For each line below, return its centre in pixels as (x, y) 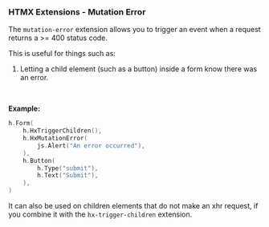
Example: (24, 109)
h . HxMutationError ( (55, 139)
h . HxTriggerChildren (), (63, 131)
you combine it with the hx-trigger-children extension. (100, 214)
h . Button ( (39, 160)
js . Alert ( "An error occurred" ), (92, 146)
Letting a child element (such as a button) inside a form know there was (139, 69)
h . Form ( (21, 124)
